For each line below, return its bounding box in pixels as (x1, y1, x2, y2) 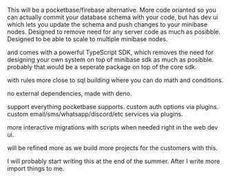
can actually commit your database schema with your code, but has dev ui (7, 13, 218, 21)
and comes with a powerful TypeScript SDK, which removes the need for (7, 48, 214, 56)
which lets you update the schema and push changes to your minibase (7, 21, 208, 28)
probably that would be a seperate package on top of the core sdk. (7, 63, 198, 71)
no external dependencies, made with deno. (7, 89, 132, 97)
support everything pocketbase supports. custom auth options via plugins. (7, 103, 219, 110)
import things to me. (7, 165, 65, 172)
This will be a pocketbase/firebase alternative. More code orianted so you (7, 6, 217, 14)
